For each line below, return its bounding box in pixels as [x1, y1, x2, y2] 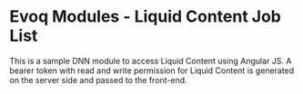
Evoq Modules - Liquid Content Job [9, 6, 282, 27]
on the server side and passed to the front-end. [9, 74, 188, 85]
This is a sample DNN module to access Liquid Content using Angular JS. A [9, 55, 292, 66]
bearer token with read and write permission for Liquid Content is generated [9, 65, 295, 76]
